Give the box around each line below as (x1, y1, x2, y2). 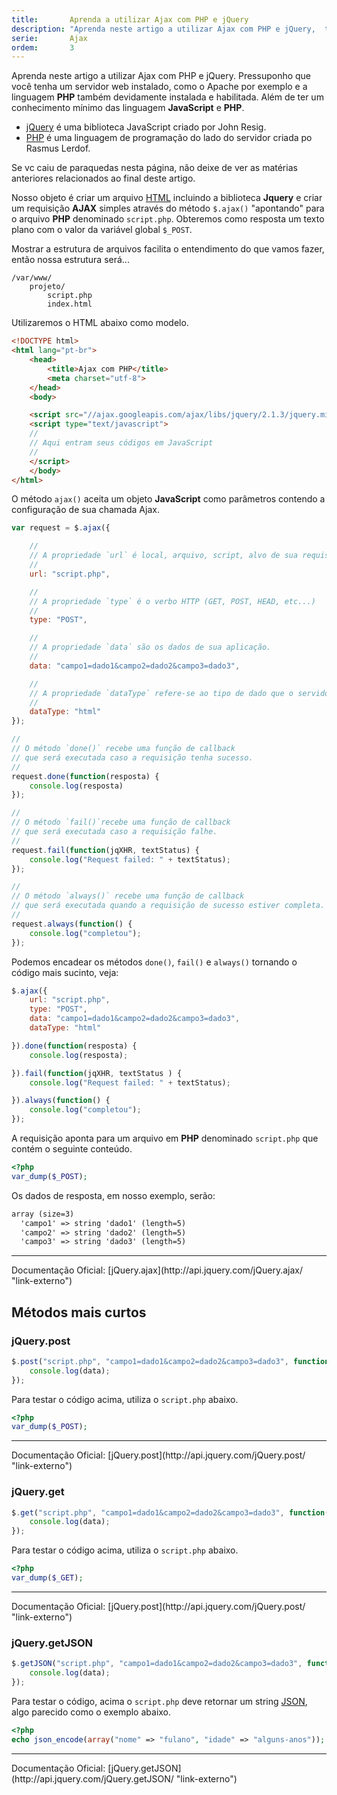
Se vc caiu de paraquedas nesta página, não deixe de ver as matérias (11, 162, 298, 174)
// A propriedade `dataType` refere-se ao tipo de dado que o (29, 688, 294, 698)
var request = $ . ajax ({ (11, 523, 111, 533)
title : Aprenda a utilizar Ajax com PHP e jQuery (11, 14, 249, 25)
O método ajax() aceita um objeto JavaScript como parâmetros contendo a (11, 493, 326, 505)
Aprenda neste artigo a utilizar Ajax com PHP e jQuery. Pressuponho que (11, 70, 312, 82)
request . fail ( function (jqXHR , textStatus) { (11, 845, 200, 855)
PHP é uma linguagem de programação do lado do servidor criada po (25, 132, 313, 144)
